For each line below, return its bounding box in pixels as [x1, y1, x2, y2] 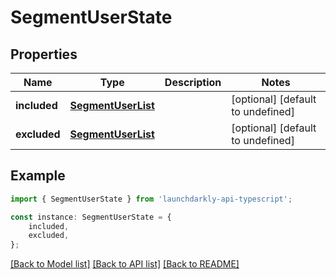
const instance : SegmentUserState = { [10, 212, 172, 222]
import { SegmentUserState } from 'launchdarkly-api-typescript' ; [10, 194, 293, 204]
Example [10, 167, 66, 185]
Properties [10, 46, 78, 63]
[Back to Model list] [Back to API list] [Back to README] [10, 258, 240, 270]
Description [164, 76, 222, 89]
